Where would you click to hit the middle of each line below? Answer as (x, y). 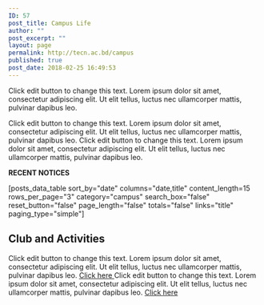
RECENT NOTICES (39, 172)
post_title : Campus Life (50, 23)
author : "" (26, 30)
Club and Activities (57, 239)
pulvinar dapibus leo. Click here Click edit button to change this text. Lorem (132, 275)
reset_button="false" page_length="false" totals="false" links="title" (121, 205)
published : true (35, 61)
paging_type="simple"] (46, 214)
